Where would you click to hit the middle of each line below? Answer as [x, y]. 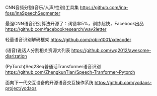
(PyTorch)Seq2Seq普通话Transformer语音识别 [53, 66]
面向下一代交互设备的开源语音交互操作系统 [49, 83]
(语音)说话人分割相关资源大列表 [38, 50]
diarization [16, 56]
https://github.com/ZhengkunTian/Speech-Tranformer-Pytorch [70, 72]
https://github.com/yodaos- [123, 83]
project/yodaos [21, 88]
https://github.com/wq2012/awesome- [111, 50]
